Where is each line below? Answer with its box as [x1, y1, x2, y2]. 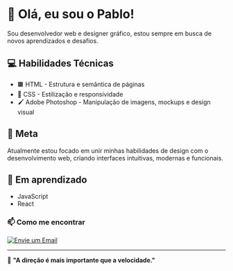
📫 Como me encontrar [7, 217, 85, 227]
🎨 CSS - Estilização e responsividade [17, 90, 123, 98]
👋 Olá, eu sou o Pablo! [7, 6, 135, 22]
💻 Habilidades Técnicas [7, 58, 114, 69]
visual [17, 108, 35, 116]
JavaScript [17, 192, 49, 201]
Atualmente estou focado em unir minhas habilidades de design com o [7, 146, 209, 155]
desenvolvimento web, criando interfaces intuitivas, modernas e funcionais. [7, 154, 224, 162]
